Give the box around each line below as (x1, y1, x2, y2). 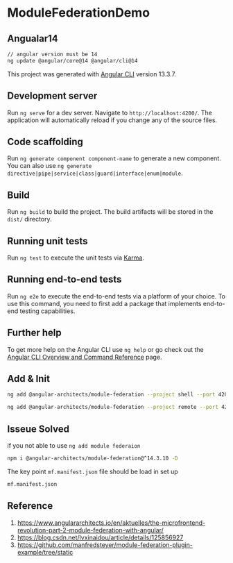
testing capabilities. (19, 307, 76, 315)
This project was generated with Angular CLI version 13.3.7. (7, 69, 177, 78)
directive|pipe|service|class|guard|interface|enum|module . (7, 169, 183, 178)
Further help (7, 327, 62, 339)
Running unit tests (7, 235, 88, 247)
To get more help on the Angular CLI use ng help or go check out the (7, 345, 204, 353)
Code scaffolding (7, 135, 83, 147)
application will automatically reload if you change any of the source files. (7, 116, 217, 124)
